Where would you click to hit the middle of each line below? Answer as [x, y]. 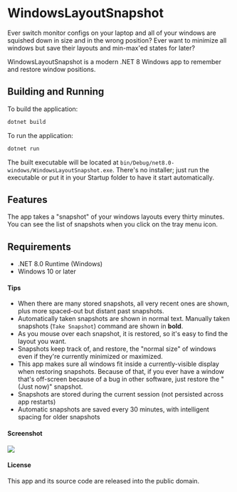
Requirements [39, 247]
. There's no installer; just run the [161, 169]
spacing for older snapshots [59, 417]
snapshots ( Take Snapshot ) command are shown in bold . [100, 326]
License [20, 465]
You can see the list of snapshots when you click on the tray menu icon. [113, 224]
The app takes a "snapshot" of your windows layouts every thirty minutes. [116, 217]
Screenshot [25, 433]
